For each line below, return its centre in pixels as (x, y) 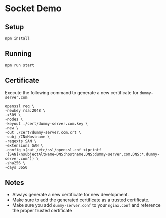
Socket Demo (33, 9)
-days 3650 (16, 167)
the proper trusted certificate (42, 211)
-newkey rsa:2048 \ (25, 110)
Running (19, 54)
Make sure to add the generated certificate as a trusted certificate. (81, 200)
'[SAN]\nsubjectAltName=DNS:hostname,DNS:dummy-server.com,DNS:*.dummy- (82, 154)
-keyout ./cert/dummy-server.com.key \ (47, 123)
